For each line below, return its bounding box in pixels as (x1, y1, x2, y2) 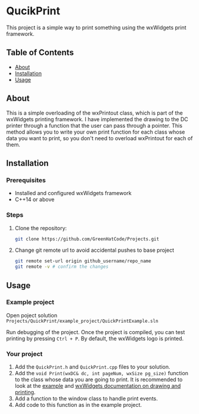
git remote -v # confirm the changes (14, 264, 109, 270)
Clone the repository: (14, 224, 67, 231)
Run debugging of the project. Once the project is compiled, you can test (6, 328, 185, 335)
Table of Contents (6, 48, 74, 58)
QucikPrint (6, 4, 61, 18)
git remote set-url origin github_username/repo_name (14, 258, 151, 264)
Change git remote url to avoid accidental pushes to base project (14, 246, 175, 254)
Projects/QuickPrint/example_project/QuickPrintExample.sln (6, 318, 159, 324)
